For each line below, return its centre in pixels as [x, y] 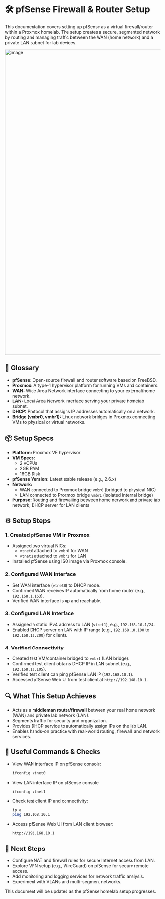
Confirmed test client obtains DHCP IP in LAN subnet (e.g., [72, 664]
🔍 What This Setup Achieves [50, 696]
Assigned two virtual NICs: [39, 546]
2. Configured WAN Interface [41, 574]
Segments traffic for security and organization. [60, 720]
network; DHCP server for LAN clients [51, 505]
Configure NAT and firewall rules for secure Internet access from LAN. [83, 860]
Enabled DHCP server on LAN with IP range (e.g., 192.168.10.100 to [81, 630]
